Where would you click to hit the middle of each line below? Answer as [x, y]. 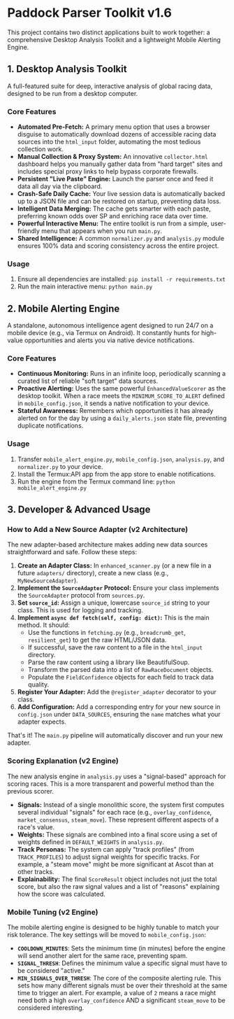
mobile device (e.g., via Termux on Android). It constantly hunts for [104, 333]
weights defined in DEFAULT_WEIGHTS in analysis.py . [90, 842]
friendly [29, 231]
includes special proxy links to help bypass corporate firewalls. [108, 171]
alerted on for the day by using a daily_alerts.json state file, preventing [122, 419]
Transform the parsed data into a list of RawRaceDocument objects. [120, 670]
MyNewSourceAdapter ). [47, 581]
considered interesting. [51, 1008]
